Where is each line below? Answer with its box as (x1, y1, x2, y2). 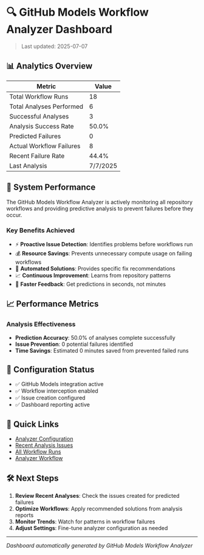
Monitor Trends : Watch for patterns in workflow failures (15, 518, 155, 525)
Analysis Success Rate (9, 122, 74, 130)
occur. (6, 211, 22, 218)
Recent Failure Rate (9, 151, 65, 160)
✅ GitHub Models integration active (15, 381, 104, 388)
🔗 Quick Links (6, 419, 59, 429)
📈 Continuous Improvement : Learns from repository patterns (15, 272, 171, 279)
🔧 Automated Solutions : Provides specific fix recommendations (15, 264, 175, 272)
